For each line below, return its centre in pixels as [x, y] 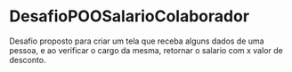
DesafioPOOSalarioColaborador [130, 16]
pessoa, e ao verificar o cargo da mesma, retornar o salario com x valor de [146, 50]
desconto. [28, 60]
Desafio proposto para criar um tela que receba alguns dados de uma [137, 41]
